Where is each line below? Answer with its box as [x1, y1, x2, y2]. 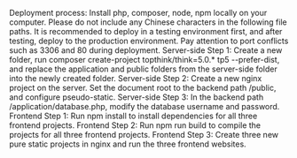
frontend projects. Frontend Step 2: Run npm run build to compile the [9, 120, 262, 131]
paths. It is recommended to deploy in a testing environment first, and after [9, 26, 283, 36]
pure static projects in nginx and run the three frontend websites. [9, 139, 246, 149]
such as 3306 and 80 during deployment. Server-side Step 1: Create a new [9, 45, 283, 56]
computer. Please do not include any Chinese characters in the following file [9, 17, 287, 27]
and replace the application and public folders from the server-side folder [9, 64, 277, 74]
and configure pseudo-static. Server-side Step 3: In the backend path [9, 92, 264, 102]
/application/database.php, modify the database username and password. [9, 102, 280, 111]
